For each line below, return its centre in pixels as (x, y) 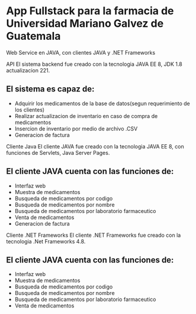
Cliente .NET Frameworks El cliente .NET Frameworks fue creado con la (94, 235)
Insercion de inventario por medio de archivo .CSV (76, 128)
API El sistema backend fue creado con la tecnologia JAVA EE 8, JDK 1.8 (94, 64)
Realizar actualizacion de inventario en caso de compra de (86, 116)
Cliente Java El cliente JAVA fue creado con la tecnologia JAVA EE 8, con (95, 146)
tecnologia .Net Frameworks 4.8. (46, 241)
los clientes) (30, 110)
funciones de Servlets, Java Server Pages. (58, 153)
